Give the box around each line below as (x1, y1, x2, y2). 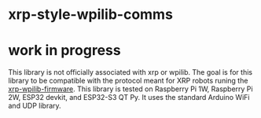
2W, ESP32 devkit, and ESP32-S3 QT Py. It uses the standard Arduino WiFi (8, 93, 250, 102)
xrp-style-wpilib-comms (8, 6, 173, 24)
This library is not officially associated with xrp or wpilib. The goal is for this (8, 68, 253, 77)
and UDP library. (8, 101, 61, 111)
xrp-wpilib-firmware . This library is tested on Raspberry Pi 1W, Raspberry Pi (8, 84, 253, 94)
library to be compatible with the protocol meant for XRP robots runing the (8, 76, 248, 86)
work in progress (8, 42, 121, 60)
